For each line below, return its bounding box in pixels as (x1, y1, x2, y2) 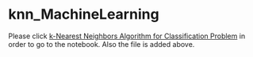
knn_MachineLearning (8, 5, 160, 23)
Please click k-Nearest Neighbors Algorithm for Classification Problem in (8, 31, 246, 41)
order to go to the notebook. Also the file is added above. (8, 39, 195, 48)
